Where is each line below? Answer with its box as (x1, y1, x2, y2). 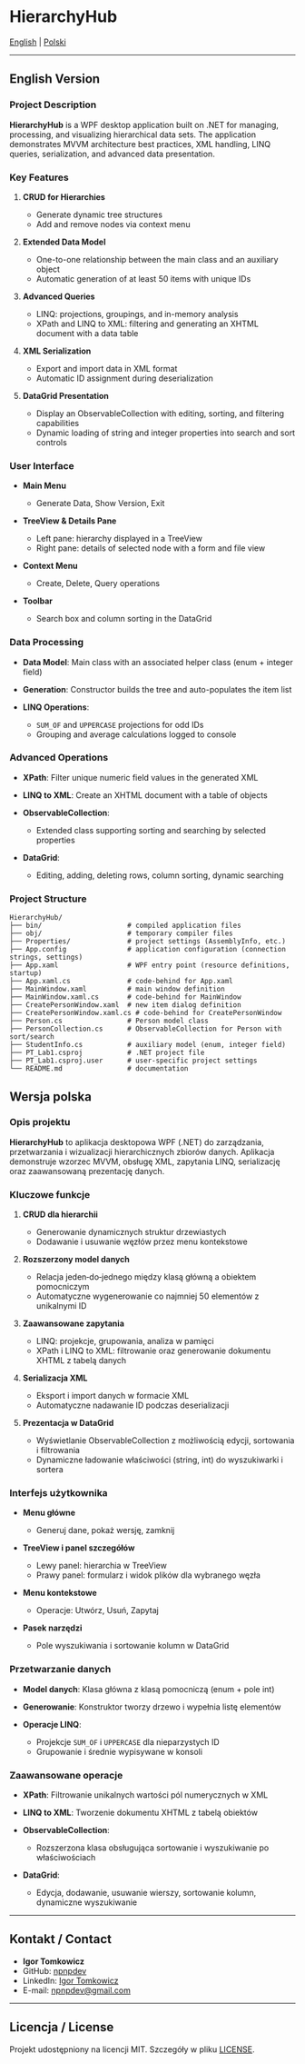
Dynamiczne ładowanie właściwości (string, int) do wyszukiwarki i (35, 1454, 283, 1465)
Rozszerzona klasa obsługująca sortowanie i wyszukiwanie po (35, 1842, 270, 1853)
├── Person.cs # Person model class (9, 1016, 209, 1026)
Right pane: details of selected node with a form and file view (35, 543, 266, 553)
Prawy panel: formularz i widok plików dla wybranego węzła (35, 1570, 261, 1580)
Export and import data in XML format (35, 363, 178, 374)
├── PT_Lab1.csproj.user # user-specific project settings (9, 1056, 258, 1065)
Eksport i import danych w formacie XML (35, 1391, 190, 1401)
